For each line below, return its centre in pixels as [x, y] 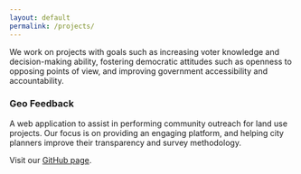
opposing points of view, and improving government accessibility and [139, 71]
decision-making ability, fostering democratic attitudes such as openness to [150, 61]
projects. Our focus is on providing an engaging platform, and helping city [147, 133]
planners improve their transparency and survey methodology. [126, 142]
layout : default [40, 18]
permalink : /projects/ [52, 26]
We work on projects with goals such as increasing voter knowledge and [145, 51]
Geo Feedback [42, 104]
